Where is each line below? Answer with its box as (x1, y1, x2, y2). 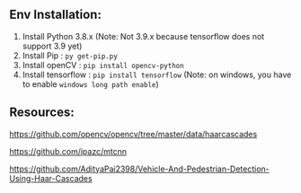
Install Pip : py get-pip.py (22, 49, 119, 61)
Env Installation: (9, 7, 102, 22)
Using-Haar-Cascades (9, 172, 93, 183)
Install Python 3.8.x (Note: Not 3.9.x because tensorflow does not (22, 31, 265, 41)
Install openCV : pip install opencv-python (22, 59, 184, 70)
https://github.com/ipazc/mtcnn (9, 145, 128, 156)
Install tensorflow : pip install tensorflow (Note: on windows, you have (22, 69, 292, 80)
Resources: (9, 105, 75, 120)
